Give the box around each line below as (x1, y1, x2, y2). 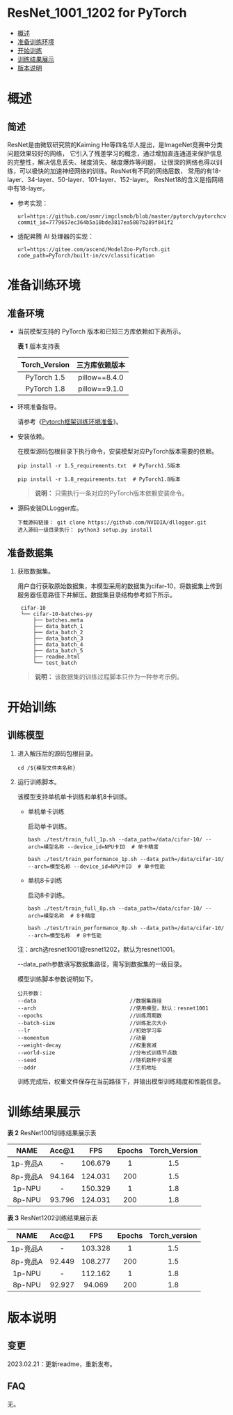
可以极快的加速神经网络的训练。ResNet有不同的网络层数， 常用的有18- (19, 166, 222, 175)
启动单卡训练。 (27, 822, 71, 830)
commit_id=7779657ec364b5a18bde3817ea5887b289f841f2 (17, 218, 174, 226)
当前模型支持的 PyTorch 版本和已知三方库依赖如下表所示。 (17, 327, 185, 336)
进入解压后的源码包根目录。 (17, 749, 97, 758)
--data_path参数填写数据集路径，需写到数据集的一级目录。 (17, 959, 186, 968)
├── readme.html (33, 653, 80, 660)
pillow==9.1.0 (77, 384, 124, 394)
